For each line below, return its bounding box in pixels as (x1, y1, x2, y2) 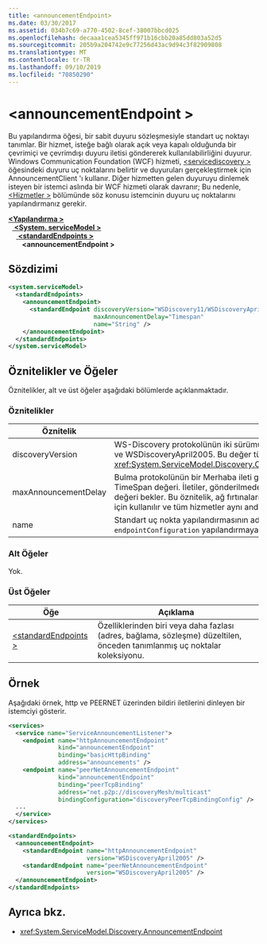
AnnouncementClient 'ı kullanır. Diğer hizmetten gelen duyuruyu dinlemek (8, 173, 250, 183)
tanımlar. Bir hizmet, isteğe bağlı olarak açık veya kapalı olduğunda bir (8, 140, 237, 149)
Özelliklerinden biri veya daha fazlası (97, 620, 234, 631)
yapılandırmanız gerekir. (8, 198, 87, 208)
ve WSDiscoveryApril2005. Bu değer (114, 449, 252, 460)
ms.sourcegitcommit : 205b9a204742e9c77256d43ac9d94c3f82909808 (8, 41, 222, 49)
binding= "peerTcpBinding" (58, 780, 145, 788)
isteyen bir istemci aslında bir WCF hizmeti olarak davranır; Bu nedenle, (8, 182, 242, 191)
